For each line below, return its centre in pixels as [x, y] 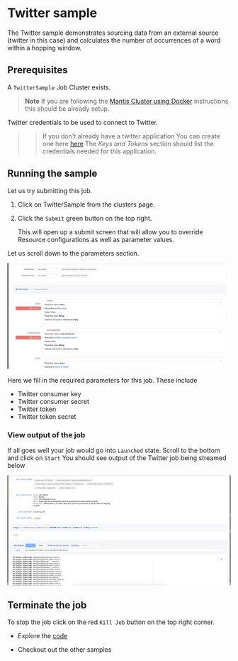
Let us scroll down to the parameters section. [73, 253]
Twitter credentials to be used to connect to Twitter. [83, 122]
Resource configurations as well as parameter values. [96, 239]
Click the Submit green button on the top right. [85, 218]
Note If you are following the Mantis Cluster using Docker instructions [126, 101]
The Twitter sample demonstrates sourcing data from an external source [113, 33]
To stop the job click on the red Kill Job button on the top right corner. [111, 622]
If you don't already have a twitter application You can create [131, 136]
